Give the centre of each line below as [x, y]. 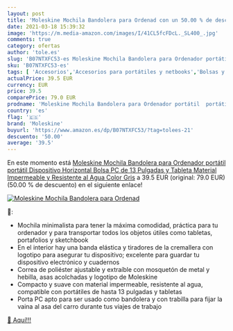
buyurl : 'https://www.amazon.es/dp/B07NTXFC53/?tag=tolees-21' [101, 130]
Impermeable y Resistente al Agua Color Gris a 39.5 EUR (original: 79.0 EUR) [116, 177]
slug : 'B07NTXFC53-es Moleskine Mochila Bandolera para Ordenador [105, 59]
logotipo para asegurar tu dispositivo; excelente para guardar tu [108, 255]
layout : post [26, 14]
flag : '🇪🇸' [24, 117]
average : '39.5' [31, 143]
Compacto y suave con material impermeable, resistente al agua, [110, 284]
